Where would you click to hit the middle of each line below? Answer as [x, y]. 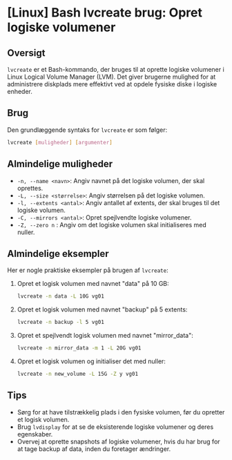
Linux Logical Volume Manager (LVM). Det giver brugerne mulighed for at [112, 77]
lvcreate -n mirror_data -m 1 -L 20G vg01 [79, 348]
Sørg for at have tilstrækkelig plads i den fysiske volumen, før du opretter [121, 412]
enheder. [20, 92]
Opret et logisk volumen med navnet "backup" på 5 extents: [102, 309]
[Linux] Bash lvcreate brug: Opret [105, 13]
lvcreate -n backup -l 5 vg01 [61, 323]
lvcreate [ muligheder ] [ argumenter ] [60, 142]
